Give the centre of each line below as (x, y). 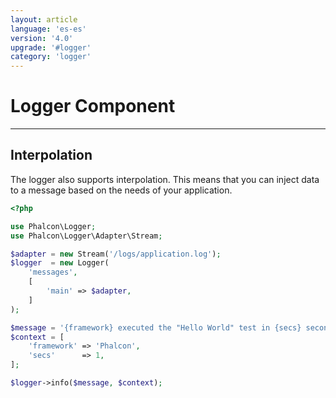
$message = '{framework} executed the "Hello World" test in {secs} (156, 327)
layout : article (44, 19)
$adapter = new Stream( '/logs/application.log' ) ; (116, 254)
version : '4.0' (42, 38)
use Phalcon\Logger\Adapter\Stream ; (86, 236)
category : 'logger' (51, 57)
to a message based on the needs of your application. (121, 190)
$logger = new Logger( (60, 263)
